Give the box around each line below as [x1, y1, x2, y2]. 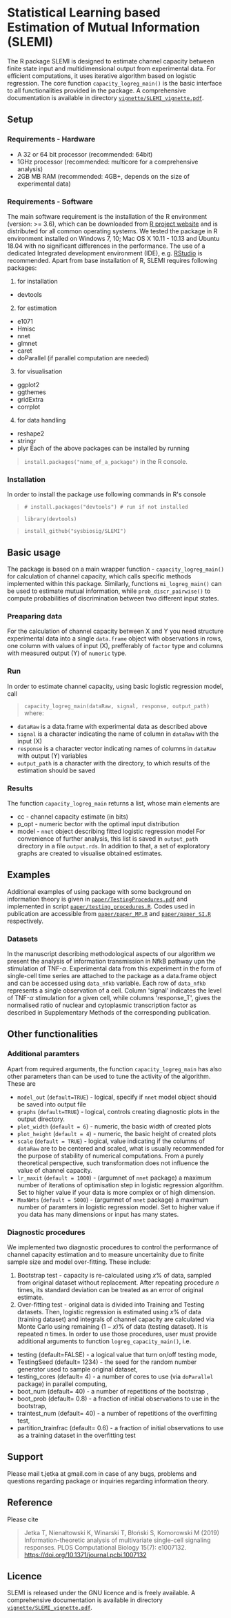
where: [23, 709, 44, 717]
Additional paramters [7, 1049, 80, 1059]
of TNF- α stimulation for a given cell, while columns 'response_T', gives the [7, 994, 221, 1002]
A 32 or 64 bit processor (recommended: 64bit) [17, 150, 153, 158]
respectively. [7, 917, 43, 925]
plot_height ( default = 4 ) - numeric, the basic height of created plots [17, 1129, 217, 1138]
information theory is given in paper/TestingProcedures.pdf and [7, 895, 188, 903]
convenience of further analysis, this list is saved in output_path [17, 834, 199, 843]
